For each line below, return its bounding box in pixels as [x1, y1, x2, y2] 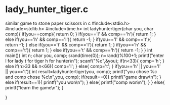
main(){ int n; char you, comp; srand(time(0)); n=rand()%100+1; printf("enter [5, 52, 164, 59]
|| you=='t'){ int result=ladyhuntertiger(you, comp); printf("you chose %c [5, 68, 157, 74]
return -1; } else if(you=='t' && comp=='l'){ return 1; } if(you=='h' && [5, 41, 147, 47]
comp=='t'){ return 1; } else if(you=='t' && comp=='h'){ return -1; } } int [5, 47, 153, 53]
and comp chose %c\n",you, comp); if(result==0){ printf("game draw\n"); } [5, 74, 161, 80]
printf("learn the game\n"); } [5, 84, 64, 90]
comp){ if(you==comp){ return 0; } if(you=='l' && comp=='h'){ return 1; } [5, 31, 156, 37]
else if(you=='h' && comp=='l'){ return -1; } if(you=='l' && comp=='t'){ [5, 36, 151, 42]
